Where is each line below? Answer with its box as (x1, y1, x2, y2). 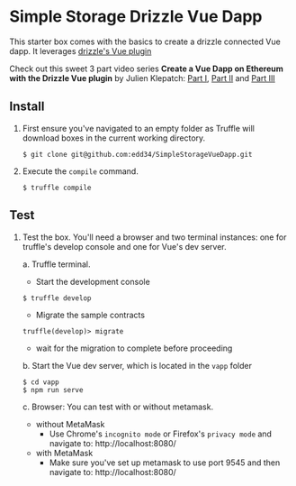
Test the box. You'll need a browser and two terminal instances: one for (22, 232, 287, 243)
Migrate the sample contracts (35, 309, 146, 320)
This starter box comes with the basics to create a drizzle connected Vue (9, 36, 281, 47)
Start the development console (35, 276, 150, 287)
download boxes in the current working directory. (22, 133, 206, 143)
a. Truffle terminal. (22, 259, 92, 270)
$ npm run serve (22, 385, 84, 394)
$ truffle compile (22, 183, 92, 192)
